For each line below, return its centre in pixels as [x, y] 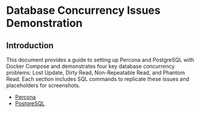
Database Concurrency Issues [83, 11]
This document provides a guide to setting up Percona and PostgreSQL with [100, 60]
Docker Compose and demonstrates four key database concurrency [91, 66]
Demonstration [44, 23]
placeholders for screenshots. [43, 85]
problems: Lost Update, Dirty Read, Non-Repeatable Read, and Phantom [95, 72]
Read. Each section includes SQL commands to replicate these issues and [98, 79]
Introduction [30, 45]
